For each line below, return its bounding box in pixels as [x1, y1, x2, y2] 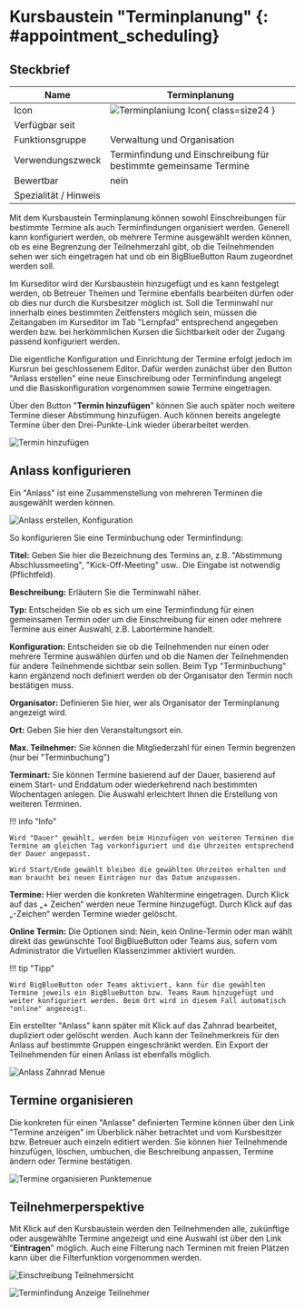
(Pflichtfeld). [9, 569, 56, 580]
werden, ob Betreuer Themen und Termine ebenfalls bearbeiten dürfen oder [9, 288, 294, 299]
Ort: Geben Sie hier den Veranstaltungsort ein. [9, 724, 183, 735]
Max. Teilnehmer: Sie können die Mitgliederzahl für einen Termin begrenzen [9, 742, 296, 752]
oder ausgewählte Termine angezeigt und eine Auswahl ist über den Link [9, 1233, 282, 1244]
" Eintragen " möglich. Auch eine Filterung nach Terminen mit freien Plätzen [9, 1243, 290, 1253]
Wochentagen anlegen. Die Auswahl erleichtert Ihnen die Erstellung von [9, 788, 279, 800]
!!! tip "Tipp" [9, 962, 54, 973]
